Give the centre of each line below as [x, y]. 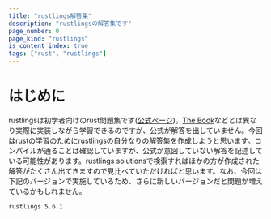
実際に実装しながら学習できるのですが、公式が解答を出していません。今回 [139, 130]
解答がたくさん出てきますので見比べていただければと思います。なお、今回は [135, 170]
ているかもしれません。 [47, 191]
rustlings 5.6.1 [36, 206]
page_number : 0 [34, 31]
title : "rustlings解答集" [50, 16]
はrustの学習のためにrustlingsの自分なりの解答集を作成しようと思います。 [131, 140]
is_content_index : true [49, 46]
